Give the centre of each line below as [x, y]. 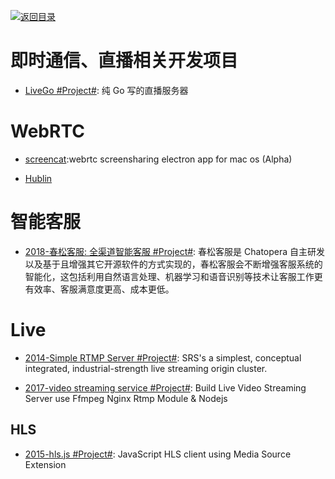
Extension [45, 464]
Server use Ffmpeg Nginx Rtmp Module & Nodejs [126, 398]
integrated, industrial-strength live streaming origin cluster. [146, 368]
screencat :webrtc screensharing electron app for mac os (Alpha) [158, 159]
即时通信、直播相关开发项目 [124, 61]
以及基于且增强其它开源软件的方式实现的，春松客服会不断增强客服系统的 [173, 264]
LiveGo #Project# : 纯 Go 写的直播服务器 [106, 90]
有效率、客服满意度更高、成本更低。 [99, 289]
